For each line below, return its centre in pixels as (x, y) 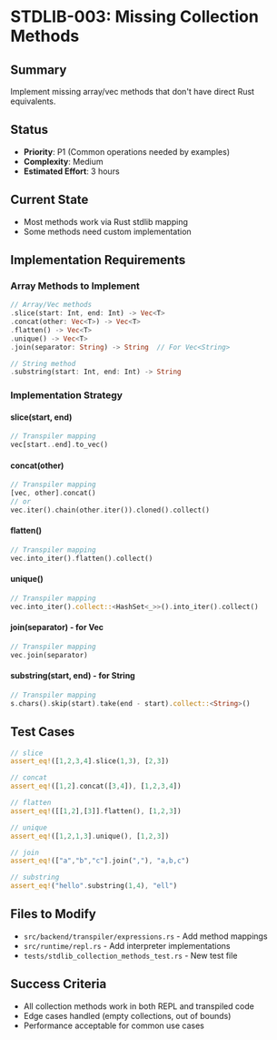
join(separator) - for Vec (57, 627)
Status (30, 130)
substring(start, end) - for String (73, 676)
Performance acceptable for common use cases (114, 1025)
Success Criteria (59, 984)
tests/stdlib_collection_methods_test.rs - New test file (130, 955)
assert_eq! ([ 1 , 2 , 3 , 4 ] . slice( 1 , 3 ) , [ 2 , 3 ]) (90, 761)
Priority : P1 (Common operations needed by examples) (127, 151)
